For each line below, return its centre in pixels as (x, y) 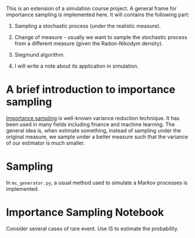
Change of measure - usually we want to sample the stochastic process (101, 37)
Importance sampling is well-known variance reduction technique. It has (93, 118)
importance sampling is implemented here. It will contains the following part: (98, 15)
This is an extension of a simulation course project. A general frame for (91, 8)
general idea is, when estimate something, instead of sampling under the (93, 130)
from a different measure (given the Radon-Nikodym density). (89, 43)
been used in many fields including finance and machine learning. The (90, 124)
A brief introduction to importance (91, 90)
